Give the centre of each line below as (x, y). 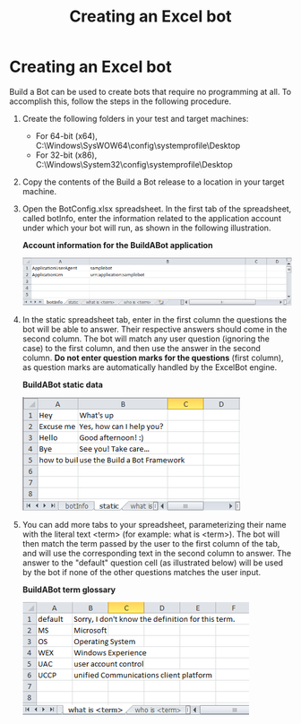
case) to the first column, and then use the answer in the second (142, 348)
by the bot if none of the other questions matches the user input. (142, 572)
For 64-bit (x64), (67, 135)
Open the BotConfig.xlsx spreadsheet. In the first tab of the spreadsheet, (157, 209)
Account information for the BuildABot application (117, 245)
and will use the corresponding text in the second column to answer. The (157, 553)
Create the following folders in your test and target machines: (135, 118)
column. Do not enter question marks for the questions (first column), (153, 358)
